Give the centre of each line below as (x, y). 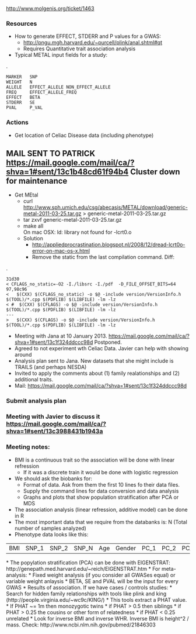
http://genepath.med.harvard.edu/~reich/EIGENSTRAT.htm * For (83, 568)
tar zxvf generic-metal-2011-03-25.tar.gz (72, 220)
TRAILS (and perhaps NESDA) (50, 367)
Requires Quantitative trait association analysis (79, 49)
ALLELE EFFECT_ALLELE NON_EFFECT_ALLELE (58, 87)
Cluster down (155, 172)
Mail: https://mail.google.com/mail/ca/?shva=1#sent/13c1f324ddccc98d (101, 386)
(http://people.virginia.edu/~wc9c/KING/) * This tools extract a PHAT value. (97, 599)
